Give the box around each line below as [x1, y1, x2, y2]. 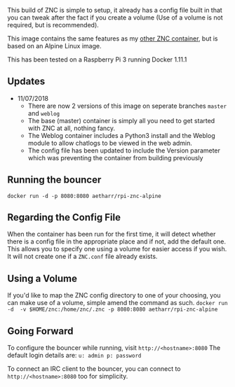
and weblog [27, 108, 60, 118]
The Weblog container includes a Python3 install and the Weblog [27, 131, 215, 139]
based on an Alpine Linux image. [7, 42, 102, 50]
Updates [7, 76, 46, 87]
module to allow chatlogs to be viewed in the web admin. [27, 139, 193, 147]
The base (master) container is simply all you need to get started [27, 116, 215, 125]
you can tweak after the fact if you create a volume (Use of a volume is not [7, 13, 223, 22]
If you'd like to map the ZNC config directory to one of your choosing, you [7, 291, 221, 300]
